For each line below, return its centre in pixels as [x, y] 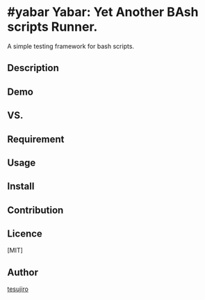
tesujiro [18, 289]
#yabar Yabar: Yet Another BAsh [103, 12]
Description [33, 68]
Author [23, 272]
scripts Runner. [52, 27]
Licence [25, 234]
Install [21, 186]
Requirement [36, 139]
